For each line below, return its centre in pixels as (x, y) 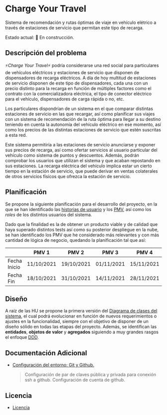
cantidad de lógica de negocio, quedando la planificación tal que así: (76, 240)
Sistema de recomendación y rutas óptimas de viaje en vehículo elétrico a (81, 22)
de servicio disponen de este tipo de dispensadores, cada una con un (77, 83)
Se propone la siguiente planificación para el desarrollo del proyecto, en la (81, 204)
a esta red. (16, 135)
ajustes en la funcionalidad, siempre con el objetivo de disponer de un (77, 321)
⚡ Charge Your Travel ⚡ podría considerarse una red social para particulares (82, 65)
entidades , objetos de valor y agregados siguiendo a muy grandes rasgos (82, 332)
